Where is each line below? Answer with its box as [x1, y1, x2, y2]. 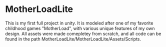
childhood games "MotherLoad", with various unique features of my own [5, 25, 155, 31]
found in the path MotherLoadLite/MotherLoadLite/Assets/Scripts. [5, 36, 141, 42]
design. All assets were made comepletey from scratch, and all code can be [5, 30, 161, 36]
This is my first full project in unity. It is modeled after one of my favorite [5, 20, 153, 26]
